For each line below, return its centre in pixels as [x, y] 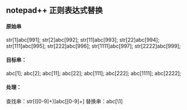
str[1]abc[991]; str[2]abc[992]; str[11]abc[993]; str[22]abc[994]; [83, 40]
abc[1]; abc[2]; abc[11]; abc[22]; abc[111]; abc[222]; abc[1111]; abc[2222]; [94, 73]
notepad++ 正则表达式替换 [54, 10]
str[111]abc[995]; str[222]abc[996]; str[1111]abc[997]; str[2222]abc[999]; [93, 46]
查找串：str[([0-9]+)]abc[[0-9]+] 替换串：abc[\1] [65, 101]
